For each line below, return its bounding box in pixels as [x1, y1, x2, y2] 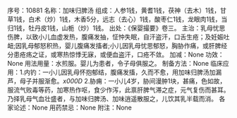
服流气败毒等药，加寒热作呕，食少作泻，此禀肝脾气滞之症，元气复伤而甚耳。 [7, 85, 230, 94]
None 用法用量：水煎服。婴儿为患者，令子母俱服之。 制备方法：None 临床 [7, 59, 224, 67]
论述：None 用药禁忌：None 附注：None [13, 103, 133, 112]
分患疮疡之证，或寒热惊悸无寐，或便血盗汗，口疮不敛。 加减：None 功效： [7, 50, 224, 59]
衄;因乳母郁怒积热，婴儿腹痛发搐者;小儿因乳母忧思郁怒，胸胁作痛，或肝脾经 [7, 42, 228, 49]
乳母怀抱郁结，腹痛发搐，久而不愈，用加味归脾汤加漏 [66, 68, 222, 76]
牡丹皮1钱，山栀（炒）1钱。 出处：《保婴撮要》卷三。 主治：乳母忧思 [28, 24, 226, 32]
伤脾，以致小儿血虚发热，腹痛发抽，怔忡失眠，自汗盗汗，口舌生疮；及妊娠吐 [7, 33, 230, 41]
